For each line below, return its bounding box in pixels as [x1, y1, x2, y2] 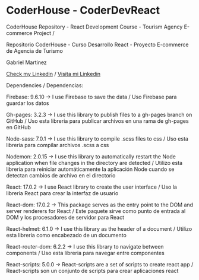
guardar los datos [6, 99, 49, 107]
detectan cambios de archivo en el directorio [6, 171, 116, 179]
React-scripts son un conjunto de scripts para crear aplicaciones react [6, 267, 179, 274]
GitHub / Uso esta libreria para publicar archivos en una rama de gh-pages [6, 117, 189, 125]
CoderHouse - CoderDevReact [6, 4, 160, 17]
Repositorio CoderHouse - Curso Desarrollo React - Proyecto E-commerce [6, 41, 189, 48]
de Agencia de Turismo [6, 47, 64, 54]
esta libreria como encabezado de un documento [6, 231, 127, 238]
